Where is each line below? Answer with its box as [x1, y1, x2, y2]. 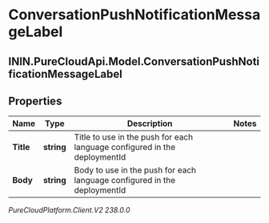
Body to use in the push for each [74, 164, 197, 176]
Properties [8, 94, 62, 107]
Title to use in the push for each [74, 132, 194, 143]
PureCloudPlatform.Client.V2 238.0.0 [8, 205, 130, 215]
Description [126, 118, 173, 129]
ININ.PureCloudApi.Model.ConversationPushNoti [8, 55, 260, 68]
